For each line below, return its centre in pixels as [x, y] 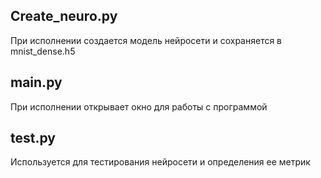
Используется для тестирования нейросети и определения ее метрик [160, 162]
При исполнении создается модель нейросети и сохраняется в [146, 40]
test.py [33, 138]
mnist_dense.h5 [43, 51]
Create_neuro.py [64, 16]
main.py [36, 82]
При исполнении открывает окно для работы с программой [139, 106]
